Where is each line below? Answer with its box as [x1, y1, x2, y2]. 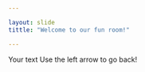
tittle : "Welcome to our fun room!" [8, 25, 130, 34]
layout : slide [8, 18, 56, 26]
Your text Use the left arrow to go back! [8, 55, 138, 64]
